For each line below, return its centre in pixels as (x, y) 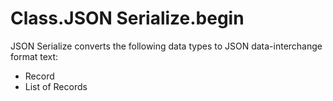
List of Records (56, 86)
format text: (34, 56)
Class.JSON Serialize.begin (127, 18)
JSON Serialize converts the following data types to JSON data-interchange (166, 46)
